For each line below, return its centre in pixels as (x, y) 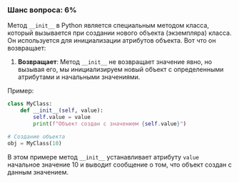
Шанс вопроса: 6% (42, 10)
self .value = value (62, 117)
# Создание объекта (36, 137)
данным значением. (38, 172)
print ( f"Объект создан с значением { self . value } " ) (110, 124)
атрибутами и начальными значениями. (79, 77)
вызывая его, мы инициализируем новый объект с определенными (121, 70)
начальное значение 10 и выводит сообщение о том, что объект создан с (119, 164)
